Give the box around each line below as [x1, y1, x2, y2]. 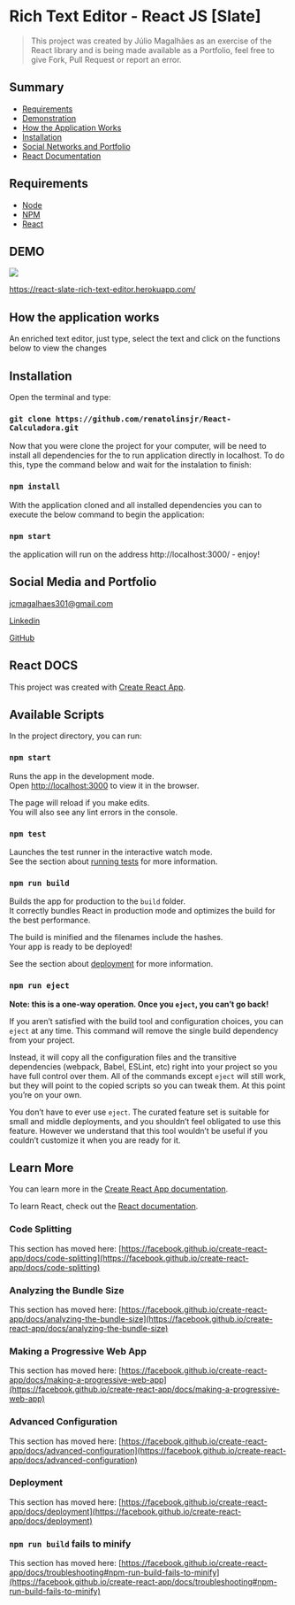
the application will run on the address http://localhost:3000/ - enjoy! [9, 549, 261, 559]
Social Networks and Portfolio [21, 141, 131, 151]
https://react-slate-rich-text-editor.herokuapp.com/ [9, 284, 196, 295]
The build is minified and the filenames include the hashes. [9, 932, 223, 943]
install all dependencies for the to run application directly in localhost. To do [9, 450, 285, 461]
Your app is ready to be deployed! [9, 941, 132, 953]
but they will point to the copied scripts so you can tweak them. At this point [9, 1080, 285, 1091]
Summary [9, 80, 64, 95]
